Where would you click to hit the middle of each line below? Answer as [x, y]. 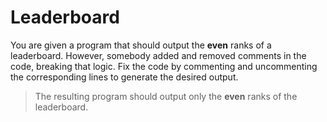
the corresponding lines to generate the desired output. [124, 77]
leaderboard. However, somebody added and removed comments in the [158, 55]
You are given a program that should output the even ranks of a [141, 45]
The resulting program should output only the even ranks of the [166, 96]
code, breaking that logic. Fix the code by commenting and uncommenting [164, 66]
